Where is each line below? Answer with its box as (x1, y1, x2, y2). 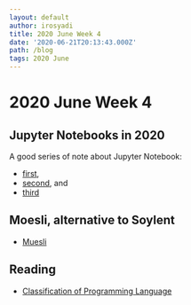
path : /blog (9, 46, 53, 55)
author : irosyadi (9, 21, 74, 30)
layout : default (9, 12, 69, 22)
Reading (9, 262, 56, 278)
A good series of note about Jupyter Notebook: (9, 152, 182, 161)
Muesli (21, 236, 47, 246)
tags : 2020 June (9, 54, 69, 63)
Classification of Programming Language (21, 285, 172, 296)
